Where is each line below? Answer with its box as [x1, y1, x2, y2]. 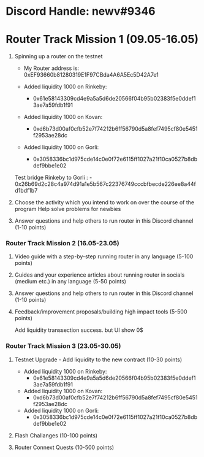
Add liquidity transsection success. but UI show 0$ [14, 326, 143, 334]
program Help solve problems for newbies [14, 205, 121, 213]
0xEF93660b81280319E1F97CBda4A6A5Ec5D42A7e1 [23, 71, 159, 79]
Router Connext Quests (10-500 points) [14, 444, 115, 451]
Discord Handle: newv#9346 [6, 4, 156, 18]
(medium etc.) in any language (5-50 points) [14, 278, 127, 285]
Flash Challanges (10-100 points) [14, 431, 98, 439]
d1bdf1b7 [14, 187, 38, 194]
